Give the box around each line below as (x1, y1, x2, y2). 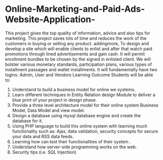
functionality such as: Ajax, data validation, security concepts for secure (12, 128, 158, 134)
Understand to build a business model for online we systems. (12, 86, 136, 92)
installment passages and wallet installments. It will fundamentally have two (5, 66, 158, 72)
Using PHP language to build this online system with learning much (12, 123, 148, 129)
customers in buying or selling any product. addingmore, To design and (5, 40, 149, 46)
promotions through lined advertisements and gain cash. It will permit (5, 51, 145, 57)
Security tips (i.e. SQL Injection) (12, 149, 77, 155)
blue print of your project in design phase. (12, 97, 97, 103)
